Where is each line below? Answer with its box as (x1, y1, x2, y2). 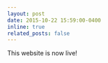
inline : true (7, 23, 45, 30)
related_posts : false (7, 29, 70, 37)
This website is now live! (7, 49, 78, 57)
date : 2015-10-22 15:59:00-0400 (7, 17, 101, 24)
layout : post (7, 10, 45, 17)
